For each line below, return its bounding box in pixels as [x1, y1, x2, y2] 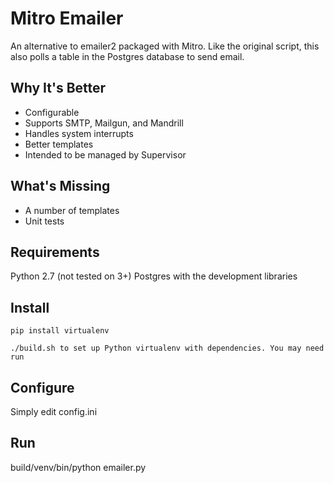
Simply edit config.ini [10, 406, 98, 417]
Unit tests [24, 215, 65, 227]
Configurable [24, 106, 80, 118]
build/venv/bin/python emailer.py [10, 461, 147, 473]
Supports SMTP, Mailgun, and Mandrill [24, 117, 184, 129]
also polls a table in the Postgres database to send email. [10, 50, 245, 62]
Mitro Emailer [10, 7, 124, 30]
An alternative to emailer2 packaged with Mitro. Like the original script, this [10, 40, 320, 52]
